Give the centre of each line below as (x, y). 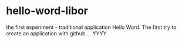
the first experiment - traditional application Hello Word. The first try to (91, 27)
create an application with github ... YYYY (56, 33)
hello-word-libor (47, 11)
